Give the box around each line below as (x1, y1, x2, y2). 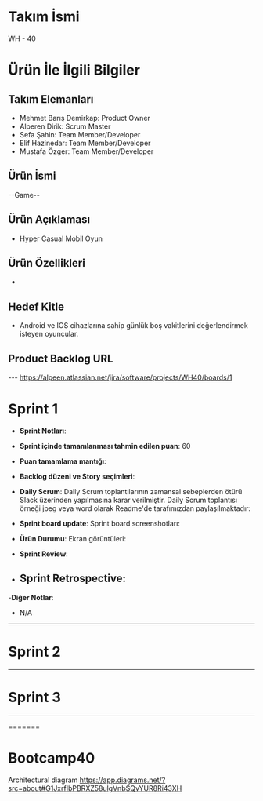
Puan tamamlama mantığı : (19, 456, 107, 466)
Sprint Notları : (19, 426, 67, 435)
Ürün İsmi (8, 169, 56, 183)
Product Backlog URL (8, 351, 113, 365)
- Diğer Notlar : (8, 592, 54, 602)
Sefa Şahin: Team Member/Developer (19, 129, 141, 139)
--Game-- (8, 190, 41, 199)
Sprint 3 (8, 688, 61, 706)
